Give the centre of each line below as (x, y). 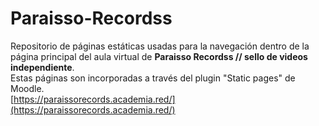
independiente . (42, 67)
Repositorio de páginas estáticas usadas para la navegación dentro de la (160, 46)
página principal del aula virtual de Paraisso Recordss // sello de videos (159, 56)
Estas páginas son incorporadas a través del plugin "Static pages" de (153, 78)
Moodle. (27, 88)
